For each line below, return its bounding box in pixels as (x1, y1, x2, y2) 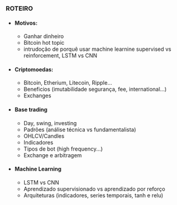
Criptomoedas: (14, 65, 54, 73)
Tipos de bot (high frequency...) (23, 145, 103, 152)
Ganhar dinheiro (23, 33, 64, 40)
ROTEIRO (5, 4, 33, 13)
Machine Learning (14, 165, 62, 173)
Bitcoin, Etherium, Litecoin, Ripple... (23, 79, 113, 86)
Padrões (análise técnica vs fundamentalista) (23, 126, 136, 133)
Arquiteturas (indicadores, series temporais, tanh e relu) (23, 192, 164, 199)
